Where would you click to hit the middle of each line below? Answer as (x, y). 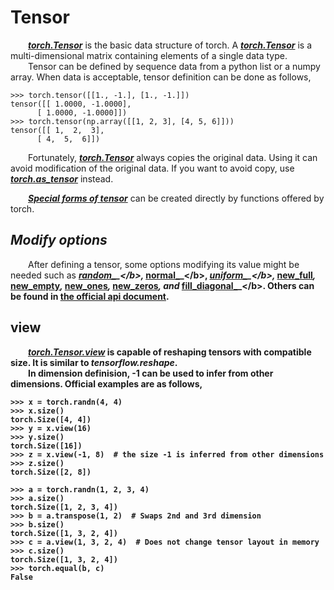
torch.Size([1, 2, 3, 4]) (64, 507)
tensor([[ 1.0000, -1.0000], (71, 104)
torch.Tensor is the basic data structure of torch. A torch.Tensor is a (170, 45)
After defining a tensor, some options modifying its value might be (164, 264)
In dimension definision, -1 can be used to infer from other (151, 373)
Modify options (59, 240)
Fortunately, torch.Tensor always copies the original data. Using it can (173, 157)
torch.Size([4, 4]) (51, 419)
